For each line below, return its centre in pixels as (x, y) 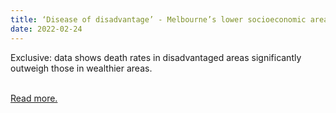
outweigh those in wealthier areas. (81, 68)
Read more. (34, 98)
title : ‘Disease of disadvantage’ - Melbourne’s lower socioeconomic (158, 19)
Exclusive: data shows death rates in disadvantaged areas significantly (156, 57)
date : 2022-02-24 (46, 29)
